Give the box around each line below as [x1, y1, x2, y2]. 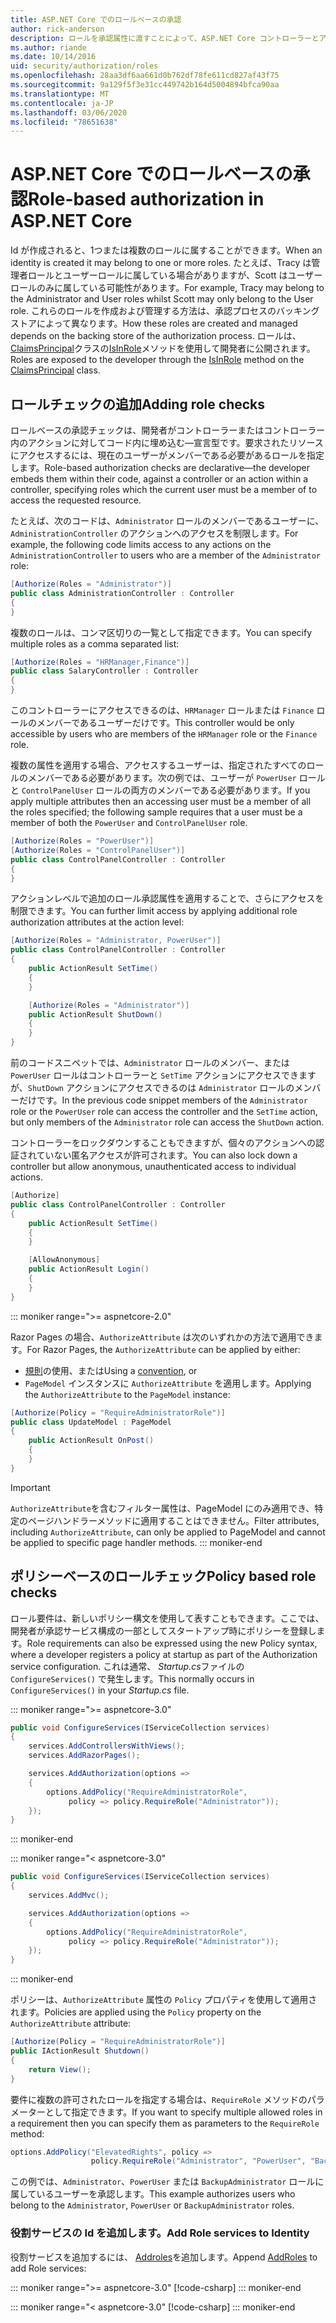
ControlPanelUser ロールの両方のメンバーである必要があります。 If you [21, 784, 311, 796]
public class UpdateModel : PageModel [10, 1417, 172, 1427]
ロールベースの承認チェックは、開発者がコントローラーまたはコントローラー [10, 424, 326, 436]
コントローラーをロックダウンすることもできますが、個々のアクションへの [10, 1137, 316, 1148]
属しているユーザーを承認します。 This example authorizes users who [10, 2188, 296, 2200]
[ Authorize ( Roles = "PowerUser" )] [10, 836, 155, 846]
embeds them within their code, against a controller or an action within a [10, 473, 309, 485]
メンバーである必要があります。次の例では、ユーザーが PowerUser [27, 772, 297, 783]
